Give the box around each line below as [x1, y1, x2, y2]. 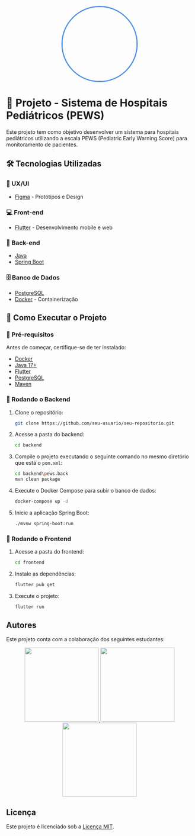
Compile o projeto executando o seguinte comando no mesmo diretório [14, 453, 189, 460]
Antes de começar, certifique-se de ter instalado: [6, 344, 126, 351]
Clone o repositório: [14, 409, 63, 416]
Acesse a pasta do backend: [14, 431, 85, 438]
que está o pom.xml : [14, 459, 63, 467]
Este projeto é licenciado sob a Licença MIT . [6, 823, 114, 830]
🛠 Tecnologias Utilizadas [6, 159, 102, 169]
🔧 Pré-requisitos [6, 330, 55, 339]
